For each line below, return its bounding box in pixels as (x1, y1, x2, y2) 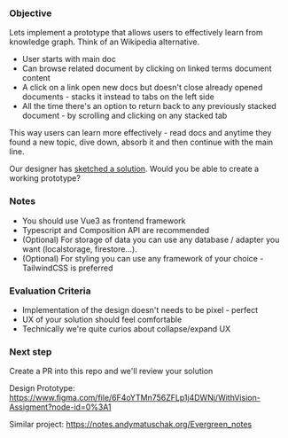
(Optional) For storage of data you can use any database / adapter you (21, 234, 280, 245)
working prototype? (9, 173, 82, 184)
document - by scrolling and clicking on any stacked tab (21, 110, 228, 121)
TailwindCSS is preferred (21, 262, 113, 273)
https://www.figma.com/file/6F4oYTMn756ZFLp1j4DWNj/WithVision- (9, 393, 261, 403)
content (21, 73, 51, 83)
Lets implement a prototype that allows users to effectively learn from (9, 27, 263, 38)
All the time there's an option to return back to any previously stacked (21, 101, 276, 112)
